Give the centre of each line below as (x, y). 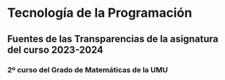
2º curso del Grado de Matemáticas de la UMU (88, 69)
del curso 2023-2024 (56, 49)
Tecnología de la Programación (100, 13)
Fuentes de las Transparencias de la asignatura (113, 39)
